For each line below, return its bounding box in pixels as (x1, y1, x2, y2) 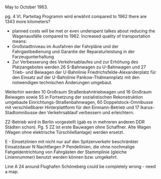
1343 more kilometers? (5, 19, 51, 24)
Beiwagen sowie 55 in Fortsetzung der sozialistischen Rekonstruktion (5, 94, 144, 100)
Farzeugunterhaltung (12, 54, 54, 60)
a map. (5, 169, 19, 174)
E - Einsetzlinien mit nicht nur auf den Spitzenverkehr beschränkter (5, 139, 139, 145)
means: (12, 38, 27, 44)
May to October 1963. (5, 4, 48, 10)
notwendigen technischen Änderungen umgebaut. (12, 80, 113, 85)
